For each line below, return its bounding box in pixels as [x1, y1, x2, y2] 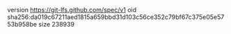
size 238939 [38, 20, 75, 28]
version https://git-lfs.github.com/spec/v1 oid [7, 6, 137, 14]
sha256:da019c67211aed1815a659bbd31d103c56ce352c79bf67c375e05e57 [7, 13, 225, 21]
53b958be [7, 20, 37, 28]
